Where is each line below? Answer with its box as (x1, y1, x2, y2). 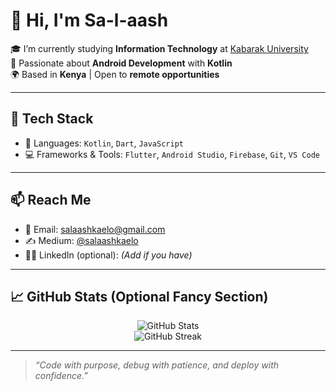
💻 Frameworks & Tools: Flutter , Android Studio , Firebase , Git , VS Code (24, 148, 320, 160)
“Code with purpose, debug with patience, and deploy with (34, 359, 280, 371)
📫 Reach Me (10, 192, 92, 209)
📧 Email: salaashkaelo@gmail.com (24, 223, 166, 235)
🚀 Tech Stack (10, 110, 94, 128)
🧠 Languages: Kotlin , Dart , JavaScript (24, 137, 184, 149)
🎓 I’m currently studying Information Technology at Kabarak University (10, 42, 309, 54)
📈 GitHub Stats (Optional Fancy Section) (10, 288, 269, 305)
